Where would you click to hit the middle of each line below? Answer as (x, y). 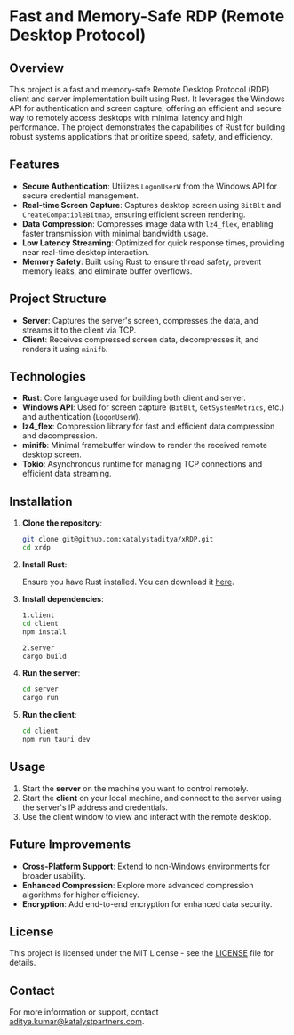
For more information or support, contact (84, 1012)
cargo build (44, 656)
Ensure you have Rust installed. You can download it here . (128, 582)
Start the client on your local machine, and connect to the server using (151, 798)
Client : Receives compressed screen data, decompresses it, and (140, 339)
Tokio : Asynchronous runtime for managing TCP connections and (142, 464)
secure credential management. (80, 195)
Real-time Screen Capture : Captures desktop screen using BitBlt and (151, 205)
